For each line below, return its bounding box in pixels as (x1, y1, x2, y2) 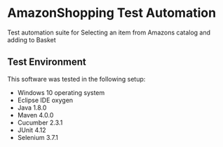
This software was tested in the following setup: (7, 75, 146, 83)
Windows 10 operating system (17, 88, 105, 96)
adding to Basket (7, 35, 56, 44)
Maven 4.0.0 (17, 110, 54, 119)
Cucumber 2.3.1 (17, 118, 63, 127)
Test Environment (7, 56, 86, 68)
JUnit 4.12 (17, 125, 47, 134)
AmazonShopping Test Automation (7, 5, 216, 21)
